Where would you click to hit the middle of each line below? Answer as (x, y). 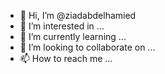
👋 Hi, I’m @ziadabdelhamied (78, 15)
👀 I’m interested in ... (62, 26)
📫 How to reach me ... (66, 58)
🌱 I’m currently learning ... (73, 36)
